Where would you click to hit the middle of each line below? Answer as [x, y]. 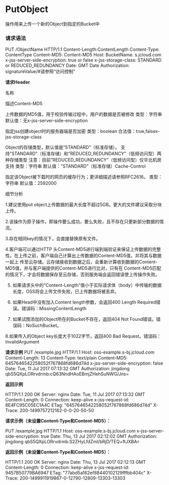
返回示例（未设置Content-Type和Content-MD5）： [58, 452]
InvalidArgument [22, 342]
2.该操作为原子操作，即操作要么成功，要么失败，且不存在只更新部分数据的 [82, 222]
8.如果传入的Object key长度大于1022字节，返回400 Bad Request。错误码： [83, 336]
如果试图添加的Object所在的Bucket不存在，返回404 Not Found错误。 [84, 319]
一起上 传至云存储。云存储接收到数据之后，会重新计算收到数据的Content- [81, 262]
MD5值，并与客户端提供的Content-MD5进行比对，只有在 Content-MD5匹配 [83, 268]
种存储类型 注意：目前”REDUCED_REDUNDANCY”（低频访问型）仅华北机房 [83, 160]
